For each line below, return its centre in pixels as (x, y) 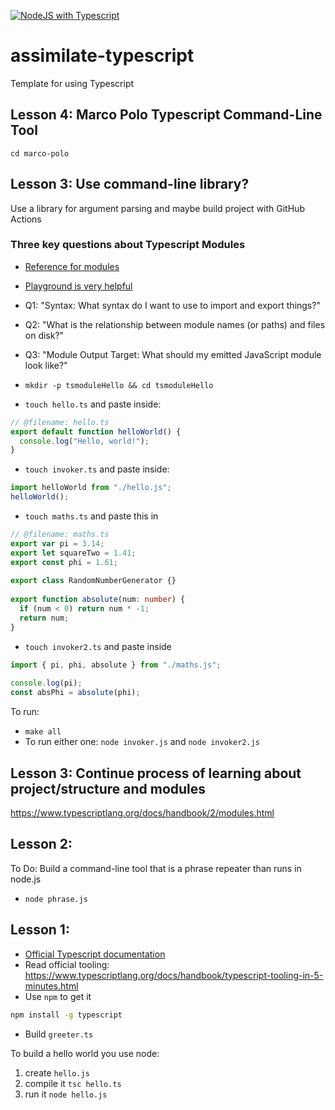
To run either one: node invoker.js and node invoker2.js (142, 742)
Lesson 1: (40, 930)
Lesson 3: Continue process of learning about (156, 773)
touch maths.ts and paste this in (91, 516)
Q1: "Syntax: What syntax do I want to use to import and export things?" (172, 305)
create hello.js (57, 1072)
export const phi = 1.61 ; (64, 562)
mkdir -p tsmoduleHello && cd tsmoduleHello (119, 385)
